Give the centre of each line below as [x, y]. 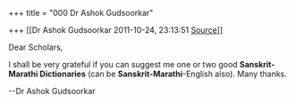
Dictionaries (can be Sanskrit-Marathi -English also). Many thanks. [163, 74]
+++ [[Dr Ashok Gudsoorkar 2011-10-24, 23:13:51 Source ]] [116, 30]
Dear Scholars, [36, 47]
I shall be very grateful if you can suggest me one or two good [123, 64]
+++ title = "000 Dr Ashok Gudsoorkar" [81, 13]
